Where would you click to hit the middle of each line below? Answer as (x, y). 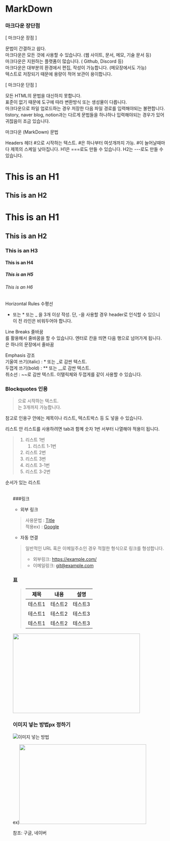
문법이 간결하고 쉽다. (26, 48)
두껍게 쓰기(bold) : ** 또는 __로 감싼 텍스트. (48, 368)
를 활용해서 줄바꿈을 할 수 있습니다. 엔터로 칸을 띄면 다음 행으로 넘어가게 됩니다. (84, 338)
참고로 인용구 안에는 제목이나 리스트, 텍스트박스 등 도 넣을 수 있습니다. (74, 418)
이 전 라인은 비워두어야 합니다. (42, 321)
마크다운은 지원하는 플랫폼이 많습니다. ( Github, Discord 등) (64, 61)
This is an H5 (19, 274)
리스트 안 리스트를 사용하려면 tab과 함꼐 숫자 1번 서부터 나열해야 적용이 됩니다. (82, 429)
